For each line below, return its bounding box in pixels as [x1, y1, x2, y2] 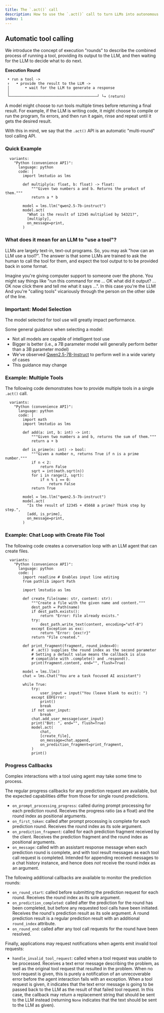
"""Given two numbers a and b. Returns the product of [31, 186, 146, 191]
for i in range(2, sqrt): [31, 473, 84, 478]
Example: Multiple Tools [5, 374, 64, 381]
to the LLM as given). [12, 1002, 55, 1008]
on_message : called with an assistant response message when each [12, 844, 147, 850]
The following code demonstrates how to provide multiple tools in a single [5, 386, 154, 391]
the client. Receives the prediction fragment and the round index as [12, 833, 148, 839]
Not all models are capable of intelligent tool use [12, 336, 110, 342]
